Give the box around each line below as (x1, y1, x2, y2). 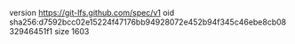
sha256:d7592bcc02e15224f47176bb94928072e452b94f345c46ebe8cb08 (9, 17, 287, 27)
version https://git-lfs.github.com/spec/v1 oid (9, 8, 175, 18)
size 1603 (54, 26, 90, 36)
